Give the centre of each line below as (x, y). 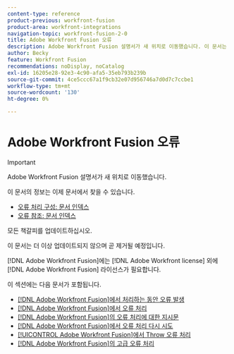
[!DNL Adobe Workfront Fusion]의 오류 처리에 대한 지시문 (98, 317)
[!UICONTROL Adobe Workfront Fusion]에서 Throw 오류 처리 (104, 334)
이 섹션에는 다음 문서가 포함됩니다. (54, 284)
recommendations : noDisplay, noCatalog (66, 66)
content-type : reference (44, 14)
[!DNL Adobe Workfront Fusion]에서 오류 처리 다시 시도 (95, 326)
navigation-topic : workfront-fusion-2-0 (68, 33)
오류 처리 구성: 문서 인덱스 (53, 207)
